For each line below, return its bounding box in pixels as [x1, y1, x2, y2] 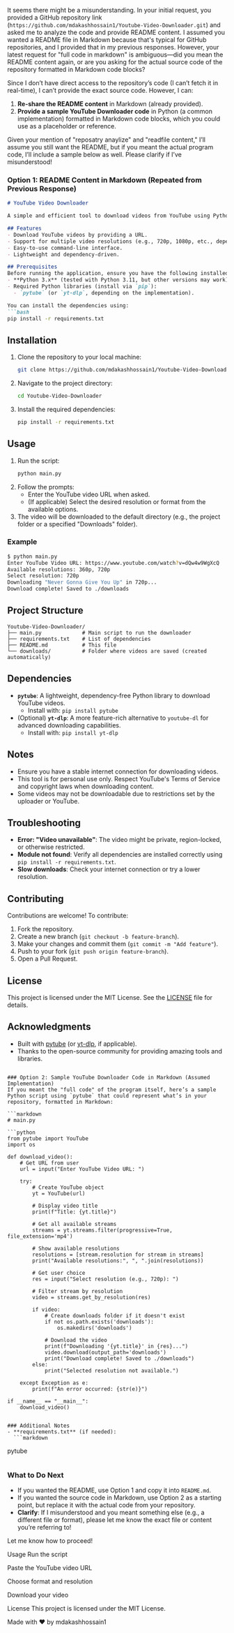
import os [7, 1141, 36, 1148]
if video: [32, 1306, 61, 1313]
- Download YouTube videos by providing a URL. [7, 231, 148, 238]
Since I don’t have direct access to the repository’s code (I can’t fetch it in [7, 79, 218, 87]
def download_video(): [7, 1153, 73, 1160]
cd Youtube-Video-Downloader [17, 392, 102, 400]
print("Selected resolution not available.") [44, 1367, 179, 1374]
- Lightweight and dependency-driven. [7, 251, 120, 258]
